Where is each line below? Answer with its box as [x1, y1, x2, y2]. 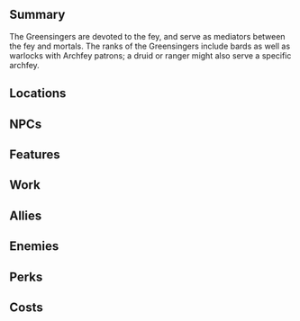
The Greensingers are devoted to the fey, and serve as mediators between [9, 31, 286, 41]
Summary [9, 7, 66, 22]
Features [9, 147, 60, 162]
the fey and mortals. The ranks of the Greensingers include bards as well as [9, 40, 291, 51]
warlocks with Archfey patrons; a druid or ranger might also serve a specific [9, 49, 292, 61]
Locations [9, 85, 67, 102]
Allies [9, 208, 42, 223]
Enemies [9, 238, 59, 254]
